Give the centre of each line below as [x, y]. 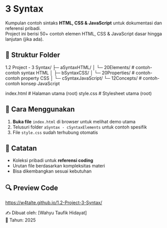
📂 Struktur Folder [33, 55]
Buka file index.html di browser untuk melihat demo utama [74, 121]
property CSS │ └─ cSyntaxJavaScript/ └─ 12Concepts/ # [81, 78]
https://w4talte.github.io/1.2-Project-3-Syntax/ [54, 203]
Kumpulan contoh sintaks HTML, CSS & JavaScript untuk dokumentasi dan [84, 23]
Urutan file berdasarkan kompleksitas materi [59, 166]
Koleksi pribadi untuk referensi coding [53, 160]
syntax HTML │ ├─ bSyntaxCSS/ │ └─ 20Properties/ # [78, 73]
